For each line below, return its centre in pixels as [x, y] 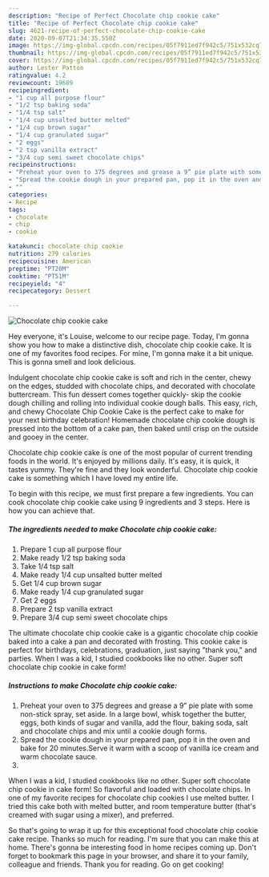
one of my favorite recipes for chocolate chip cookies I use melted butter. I [131, 798]
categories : [28, 194]
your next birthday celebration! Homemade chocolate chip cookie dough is [132, 420]
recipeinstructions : [43, 165]
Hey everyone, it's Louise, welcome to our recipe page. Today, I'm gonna [129, 337]
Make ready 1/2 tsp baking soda [72, 558]
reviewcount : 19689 [41, 83]
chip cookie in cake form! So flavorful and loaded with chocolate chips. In [129, 790]
